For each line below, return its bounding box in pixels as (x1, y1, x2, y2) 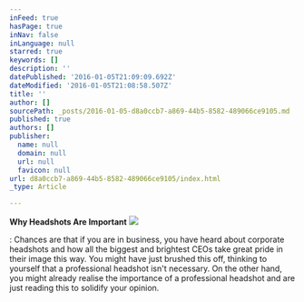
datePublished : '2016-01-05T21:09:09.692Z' (9, 73, 177, 82)
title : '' (9, 89, 47, 98)
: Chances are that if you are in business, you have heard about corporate (9, 234, 285, 246)
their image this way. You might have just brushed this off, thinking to (9, 254, 268, 265)
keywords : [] (9, 55, 59, 65)
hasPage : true (9, 22, 64, 31)
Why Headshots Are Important (9, 216, 127, 227)
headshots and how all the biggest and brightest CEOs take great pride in (9, 244, 284, 255)
